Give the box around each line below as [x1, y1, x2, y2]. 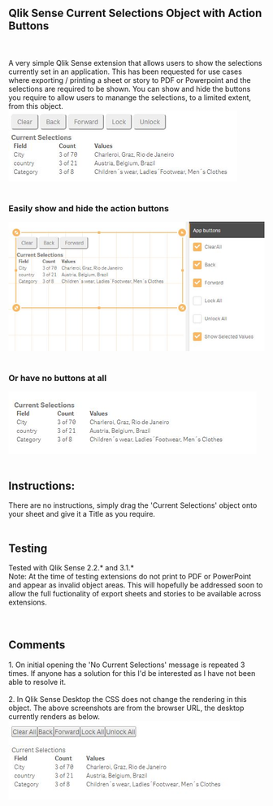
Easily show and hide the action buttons [8, 202, 169, 214]
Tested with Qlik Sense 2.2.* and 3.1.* [8, 563, 134, 573]
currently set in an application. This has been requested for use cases [8, 67, 242, 76]
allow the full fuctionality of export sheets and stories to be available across [8, 589, 262, 599]
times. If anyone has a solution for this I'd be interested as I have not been [8, 668, 256, 678]
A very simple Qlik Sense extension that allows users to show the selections [8, 58, 262, 67]
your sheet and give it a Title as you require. [8, 509, 156, 519]
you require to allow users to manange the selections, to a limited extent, [8, 93, 252, 102]
